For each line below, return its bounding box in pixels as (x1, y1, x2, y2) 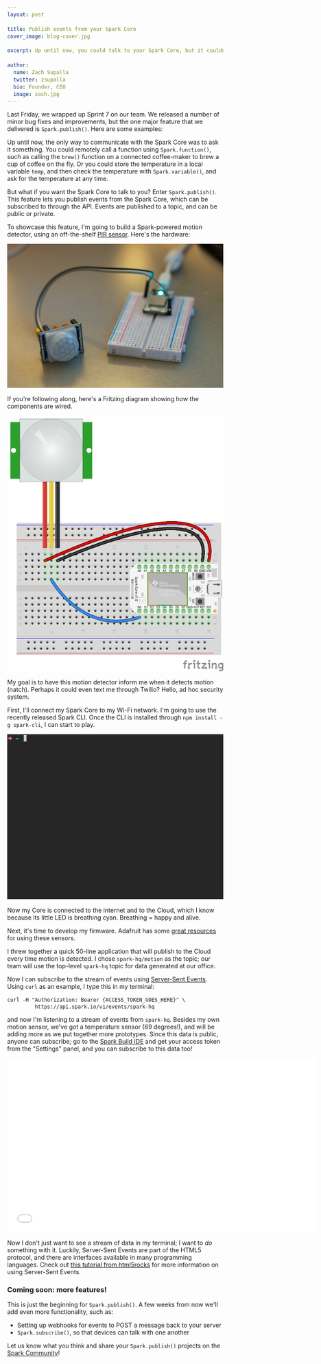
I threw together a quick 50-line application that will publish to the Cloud (7, 947, 211, 956)
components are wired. (7, 402, 73, 411)
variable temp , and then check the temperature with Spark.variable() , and (7, 167, 217, 176)
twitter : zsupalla (13, 76, 67, 83)
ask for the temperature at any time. (7, 175, 108, 183)
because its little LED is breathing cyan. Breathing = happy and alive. (7, 913, 201, 922)
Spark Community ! (7, 1349, 60, 1357)
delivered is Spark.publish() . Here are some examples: (7, 125, 163, 133)
